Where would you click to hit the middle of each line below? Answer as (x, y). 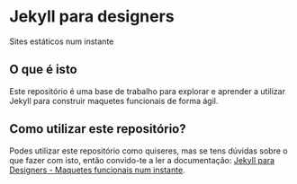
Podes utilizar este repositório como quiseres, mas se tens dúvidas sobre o (148, 151)
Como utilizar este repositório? (98, 129)
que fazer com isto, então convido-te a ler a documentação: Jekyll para (142, 160)
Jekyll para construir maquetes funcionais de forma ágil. (114, 101)
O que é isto (44, 70)
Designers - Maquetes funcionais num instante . (98, 170)
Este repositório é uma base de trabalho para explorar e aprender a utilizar (148, 91)
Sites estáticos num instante (62, 41)
